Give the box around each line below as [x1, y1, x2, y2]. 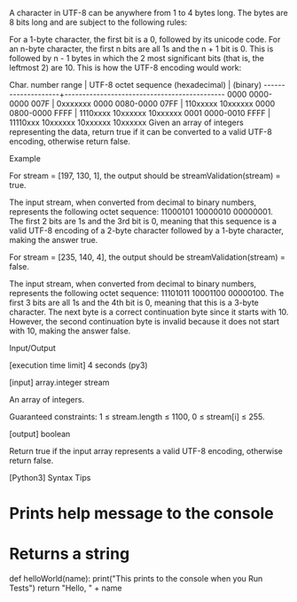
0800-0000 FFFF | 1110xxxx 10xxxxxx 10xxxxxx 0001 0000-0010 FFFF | [9, 108, 271, 118]
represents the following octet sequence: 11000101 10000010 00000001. [9, 207, 273, 216]
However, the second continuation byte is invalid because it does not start [9, 317, 280, 326]
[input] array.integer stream [9, 377, 110, 387]
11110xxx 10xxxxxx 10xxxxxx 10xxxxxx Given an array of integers [9, 117, 244, 128]
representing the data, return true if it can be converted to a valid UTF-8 [9, 127, 272, 137]
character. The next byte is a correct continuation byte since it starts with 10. [9, 307, 289, 317]
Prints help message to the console [9, 504, 274, 524]
